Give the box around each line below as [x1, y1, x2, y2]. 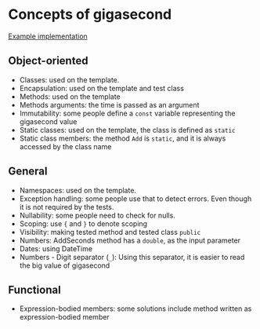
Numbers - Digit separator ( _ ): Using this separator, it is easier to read [19, 252, 245, 261]
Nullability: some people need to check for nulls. [19, 210, 176, 220]
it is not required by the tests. [19, 202, 114, 211]
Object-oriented [8, 54, 88, 68]
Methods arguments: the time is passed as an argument [19, 100, 200, 109]
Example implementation [8, 31, 88, 41]
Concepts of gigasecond [8, 5, 172, 24]
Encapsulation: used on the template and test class [19, 83, 184, 93]
